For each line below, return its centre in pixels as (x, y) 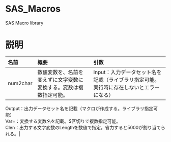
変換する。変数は (58, 87)
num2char (20, 83)
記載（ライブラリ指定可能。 (126, 80)
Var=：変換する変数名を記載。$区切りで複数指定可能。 (63, 121)
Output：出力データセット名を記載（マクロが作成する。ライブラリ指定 (79, 108)
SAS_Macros (33, 9)
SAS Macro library (24, 23)
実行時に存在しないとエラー (126, 87)
